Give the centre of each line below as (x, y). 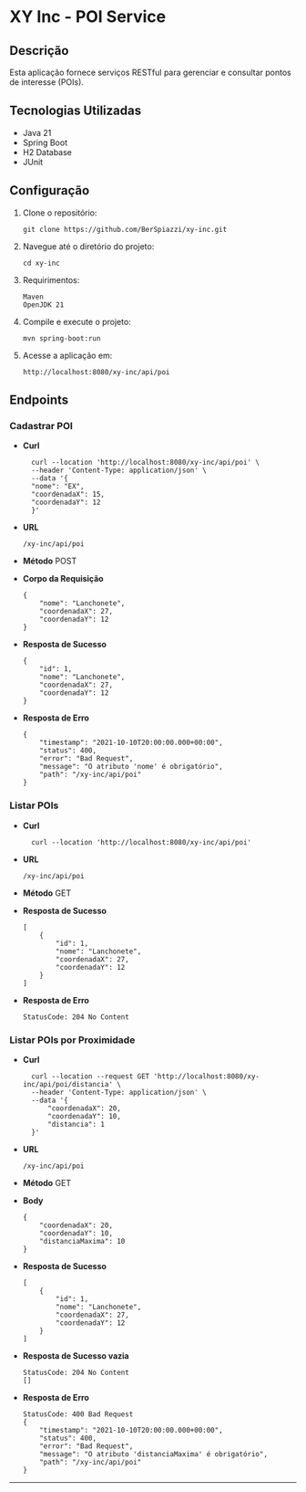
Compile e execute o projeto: (77, 321)
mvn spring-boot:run (61, 338)
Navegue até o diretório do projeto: (88, 246)
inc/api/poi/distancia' (68, 1084)
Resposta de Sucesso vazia (76, 1355)
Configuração (50, 190)
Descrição (39, 51)
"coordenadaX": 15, (68, 495)
